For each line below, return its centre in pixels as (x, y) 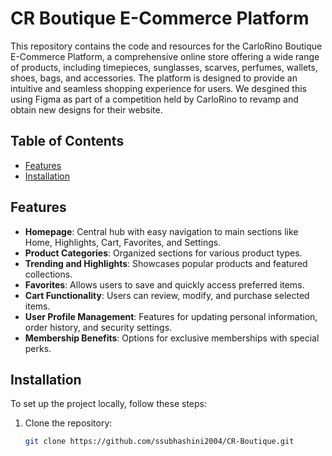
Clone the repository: (68, 423)
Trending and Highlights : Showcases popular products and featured (166, 263)
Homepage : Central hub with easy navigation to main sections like (161, 231)
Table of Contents (67, 141)
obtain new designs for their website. (86, 109)
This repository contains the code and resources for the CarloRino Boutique (166, 46)
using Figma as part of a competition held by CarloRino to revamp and (154, 99)
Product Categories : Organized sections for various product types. (163, 253)
